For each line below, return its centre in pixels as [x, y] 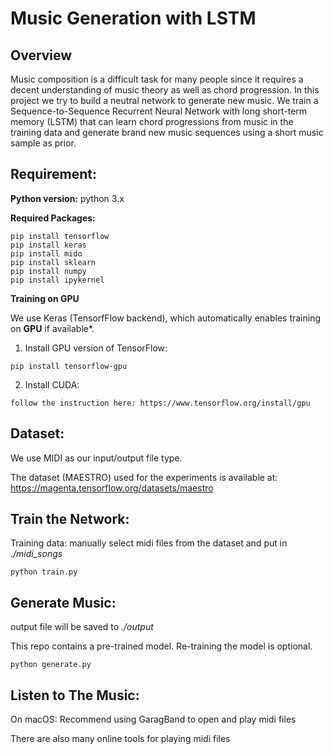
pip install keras [48, 245]
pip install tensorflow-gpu [69, 366]
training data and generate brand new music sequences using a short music [167, 132]
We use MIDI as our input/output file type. [96, 458]
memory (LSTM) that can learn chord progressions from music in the [152, 121]
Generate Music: [63, 602]
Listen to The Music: [75, 695]
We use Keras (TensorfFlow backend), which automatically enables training [166, 318]
